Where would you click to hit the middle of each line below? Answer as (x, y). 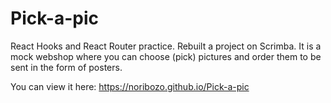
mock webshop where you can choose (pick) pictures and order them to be (166, 56)
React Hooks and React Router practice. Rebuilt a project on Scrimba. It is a (166, 46)
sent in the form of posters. (66, 67)
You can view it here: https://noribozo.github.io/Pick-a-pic (130, 86)
